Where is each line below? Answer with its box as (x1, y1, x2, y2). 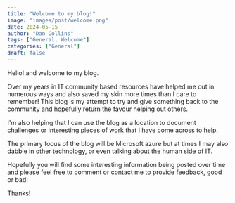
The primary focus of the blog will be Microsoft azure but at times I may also (7, 139, 229, 148)
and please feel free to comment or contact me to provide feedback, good (7, 168, 222, 176)
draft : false (7, 50, 46, 57)
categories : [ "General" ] (7, 43, 80, 50)
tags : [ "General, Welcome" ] (7, 37, 90, 44)
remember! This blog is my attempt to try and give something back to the (7, 97, 219, 105)
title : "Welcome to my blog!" (7, 10, 96, 18)
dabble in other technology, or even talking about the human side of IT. (7, 147, 213, 155)
